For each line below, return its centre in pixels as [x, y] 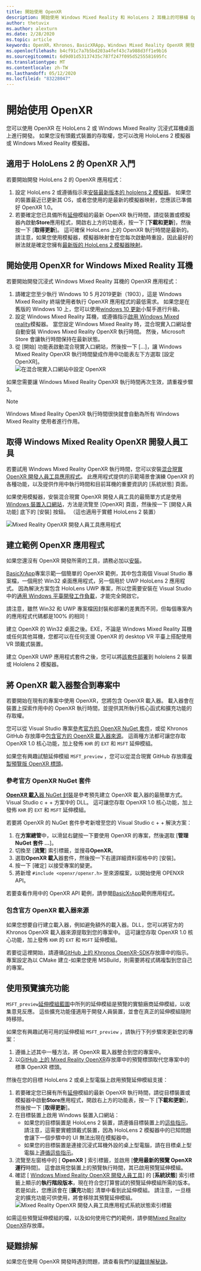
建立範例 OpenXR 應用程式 [55, 545]
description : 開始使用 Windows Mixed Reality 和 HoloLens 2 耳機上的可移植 [97, 17]
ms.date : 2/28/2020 [31, 34]
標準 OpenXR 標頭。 [39, 1067]
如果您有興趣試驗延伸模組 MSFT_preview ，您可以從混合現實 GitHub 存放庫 [97, 756]
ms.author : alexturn [32, 29]
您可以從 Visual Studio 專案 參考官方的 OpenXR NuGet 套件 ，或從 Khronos [97, 729]
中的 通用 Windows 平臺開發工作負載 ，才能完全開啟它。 [74, 596]
